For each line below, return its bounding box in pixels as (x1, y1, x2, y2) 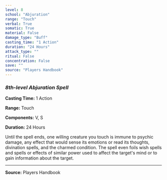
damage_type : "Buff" (5, 35, 48, 40)
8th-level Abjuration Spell (5, 84, 69, 91)
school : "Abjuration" (5, 12, 50, 17)
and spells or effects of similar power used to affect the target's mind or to (5, 150, 158, 156)
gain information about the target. (5, 155, 74, 161)
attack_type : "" (5, 49, 39, 54)
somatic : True (5, 26, 35, 31)
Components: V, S (5, 115, 43, 121)
